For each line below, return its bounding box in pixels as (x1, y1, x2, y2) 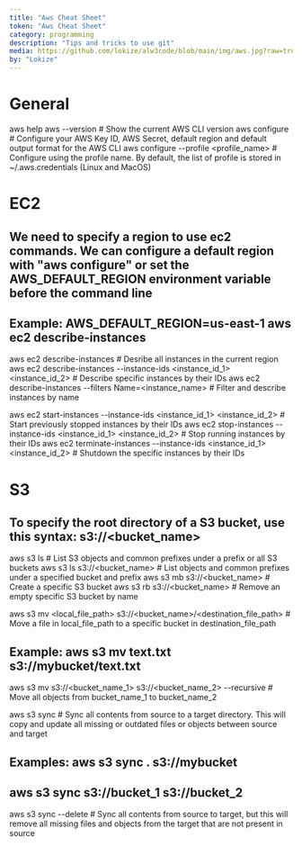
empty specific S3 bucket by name (9, 591, 138, 602)
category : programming (9, 30, 94, 39)
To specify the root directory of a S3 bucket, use (9, 515, 286, 530)
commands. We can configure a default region (9, 243, 274, 258)
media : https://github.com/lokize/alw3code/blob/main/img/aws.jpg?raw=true (9, 47, 299, 56)
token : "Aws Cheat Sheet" (9, 22, 106, 31)
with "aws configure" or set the (9, 257, 190, 273)
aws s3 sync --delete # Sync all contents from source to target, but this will (9, 809, 289, 820)
